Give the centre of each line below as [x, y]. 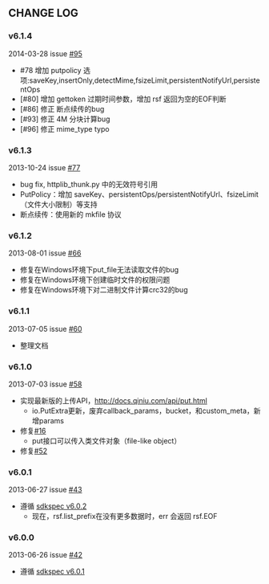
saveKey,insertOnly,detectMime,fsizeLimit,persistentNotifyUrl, [131, 80]
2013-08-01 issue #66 [45, 253]
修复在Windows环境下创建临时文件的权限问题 [95, 280]
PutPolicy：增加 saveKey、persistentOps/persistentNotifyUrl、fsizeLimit [139, 194]
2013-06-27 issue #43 [45, 490]
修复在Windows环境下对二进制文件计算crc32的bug [104, 290]
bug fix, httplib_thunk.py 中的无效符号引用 [89, 184]
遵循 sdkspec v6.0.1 [52, 572]
